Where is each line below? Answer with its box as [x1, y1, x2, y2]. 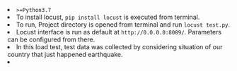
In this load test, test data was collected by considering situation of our [16, 43, 223, 51]
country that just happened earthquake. [7, 51, 123, 58]
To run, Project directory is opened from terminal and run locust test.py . [16, 20, 231, 29]
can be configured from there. [7, 35, 96, 44]
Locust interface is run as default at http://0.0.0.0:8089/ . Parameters [16, 28, 221, 36]
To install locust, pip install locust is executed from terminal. [16, 13, 200, 21]
